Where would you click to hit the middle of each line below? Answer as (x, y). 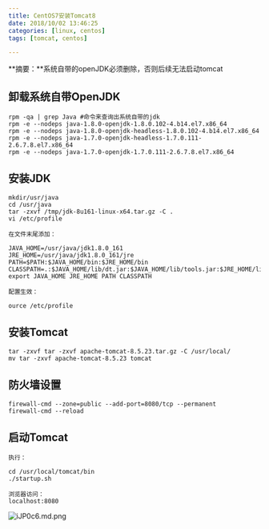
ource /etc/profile (41, 305)
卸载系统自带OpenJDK (64, 97)
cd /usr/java (30, 204)
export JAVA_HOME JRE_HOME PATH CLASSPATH (80, 276)
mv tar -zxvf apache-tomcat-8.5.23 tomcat (80, 358)
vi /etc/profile (35, 218)
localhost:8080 (34, 502)
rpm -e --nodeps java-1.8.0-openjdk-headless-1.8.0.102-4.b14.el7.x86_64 (134, 131)
